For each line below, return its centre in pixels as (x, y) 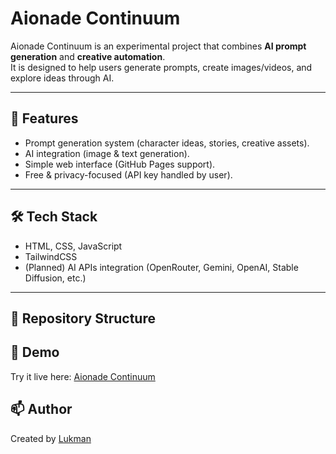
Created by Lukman (51, 438)
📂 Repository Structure (83, 318)
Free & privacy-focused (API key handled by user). (128, 174)
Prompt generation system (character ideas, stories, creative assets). (167, 143)
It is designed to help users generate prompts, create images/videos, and (161, 67)
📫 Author (41, 409)
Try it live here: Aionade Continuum (83, 376)
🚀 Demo (35, 352)
